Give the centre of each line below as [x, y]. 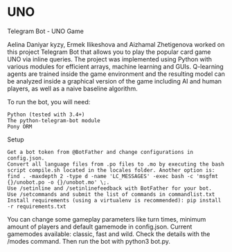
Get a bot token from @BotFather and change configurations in [100, 152]
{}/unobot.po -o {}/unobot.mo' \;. [59, 182]
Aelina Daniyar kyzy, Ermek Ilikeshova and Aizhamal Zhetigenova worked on [116, 44]
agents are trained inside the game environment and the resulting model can [116, 74]
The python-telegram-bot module [54, 120]
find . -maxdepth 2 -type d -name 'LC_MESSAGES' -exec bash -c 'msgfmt [113, 176]
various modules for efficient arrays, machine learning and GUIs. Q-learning [115, 66]
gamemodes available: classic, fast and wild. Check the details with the [109, 234]
